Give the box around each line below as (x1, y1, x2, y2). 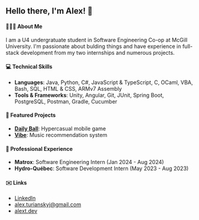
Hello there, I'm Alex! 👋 (5, 6, 93, 16)
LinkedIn (14, 195, 36, 202)
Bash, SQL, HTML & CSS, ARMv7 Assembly (14, 85, 122, 92)
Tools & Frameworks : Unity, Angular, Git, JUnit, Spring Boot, (14, 91, 164, 99)
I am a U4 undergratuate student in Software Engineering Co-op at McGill (5, 36, 188, 43)
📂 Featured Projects (5, 112, 56, 119)
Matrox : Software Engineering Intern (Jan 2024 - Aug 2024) (14, 159, 164, 166)
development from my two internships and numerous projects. (20, 49, 175, 56)
